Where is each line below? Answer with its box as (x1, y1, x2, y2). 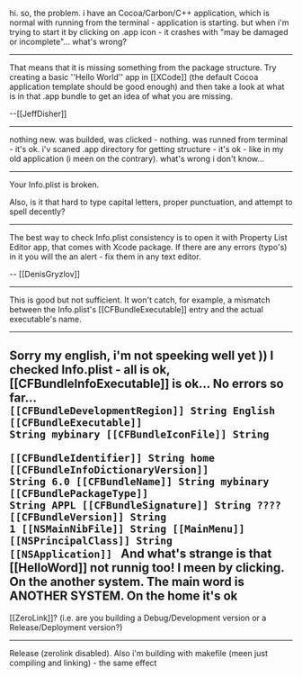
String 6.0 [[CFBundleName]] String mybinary (9, 475, 270, 489)
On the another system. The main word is (9, 574, 245, 590)
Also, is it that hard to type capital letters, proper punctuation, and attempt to (9, 197, 293, 207)
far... (9, 391, 37, 406)
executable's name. (9, 314, 83, 324)
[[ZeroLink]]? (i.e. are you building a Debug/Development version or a (9, 612, 267, 623)
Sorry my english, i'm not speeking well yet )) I (9, 348, 274, 364)
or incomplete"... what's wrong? (9, 36, 128, 47)
